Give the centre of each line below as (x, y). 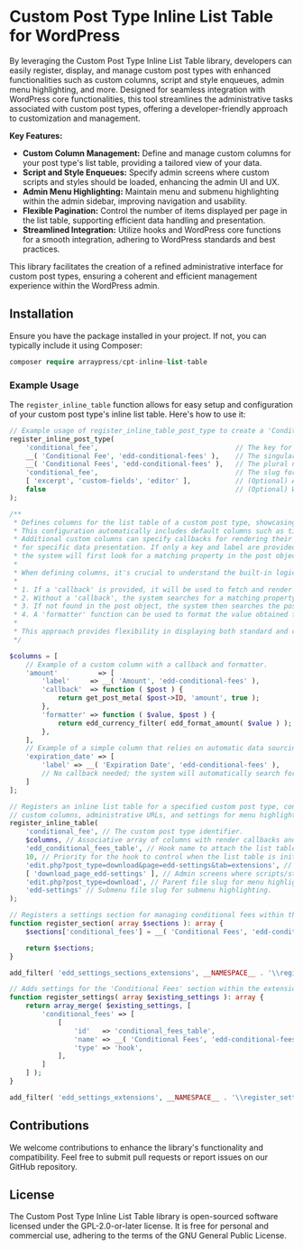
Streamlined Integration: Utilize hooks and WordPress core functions (151, 230)
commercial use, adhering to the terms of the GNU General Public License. (148, 1236)
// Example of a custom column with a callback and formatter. (147, 665)
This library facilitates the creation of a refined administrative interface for (147, 266)
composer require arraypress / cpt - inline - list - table (108, 362)
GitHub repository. (44, 1166)
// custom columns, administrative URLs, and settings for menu (133, 815)
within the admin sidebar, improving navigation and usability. (135, 201)
